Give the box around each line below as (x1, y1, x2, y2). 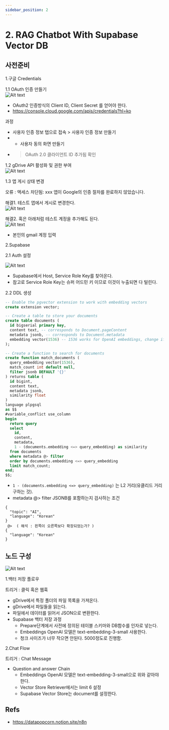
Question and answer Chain (12, 665, 70, 672)
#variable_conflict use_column (5, 411, 71, 416)
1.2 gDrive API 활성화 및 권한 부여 (5, 162, 72, 168)
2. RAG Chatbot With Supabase (5, 29, 138, 40)
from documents (10, 449, 42, 454)
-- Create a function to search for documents (5, 351, 105, 356)
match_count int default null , (10, 365, 75, 370)
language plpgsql (5, 402, 42, 407)
